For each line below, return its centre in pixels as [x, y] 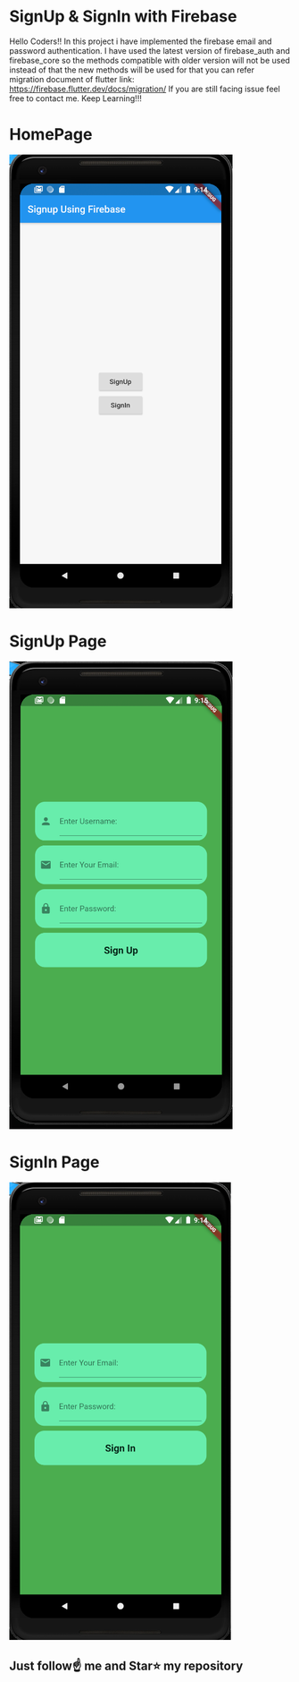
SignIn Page [54, 1162]
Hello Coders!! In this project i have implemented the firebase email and [141, 41]
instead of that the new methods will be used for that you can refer [132, 70]
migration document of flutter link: [72, 79]
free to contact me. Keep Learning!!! [76, 98]
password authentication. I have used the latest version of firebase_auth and [149, 50]
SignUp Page [58, 641]
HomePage [51, 135]
